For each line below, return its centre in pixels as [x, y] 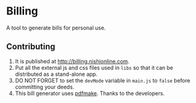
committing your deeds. [44, 87]
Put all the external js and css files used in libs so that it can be [94, 67]
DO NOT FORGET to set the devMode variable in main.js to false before [103, 80]
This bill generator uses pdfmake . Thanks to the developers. [90, 93]
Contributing [31, 47]
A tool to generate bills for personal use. [56, 28]
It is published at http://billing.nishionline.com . [72, 61]
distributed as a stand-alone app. [56, 74]
